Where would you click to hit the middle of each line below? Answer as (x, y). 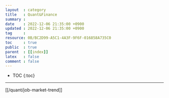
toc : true (21, 43)
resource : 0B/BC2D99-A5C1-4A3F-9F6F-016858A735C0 (58, 38)
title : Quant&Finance (31, 15)
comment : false (22, 61)
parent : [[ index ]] (27, 52)
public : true (21, 47)
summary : (16, 19)
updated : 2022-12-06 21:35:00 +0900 (45, 29)
